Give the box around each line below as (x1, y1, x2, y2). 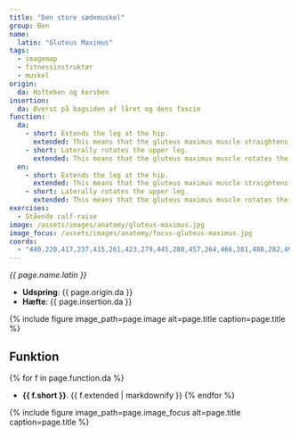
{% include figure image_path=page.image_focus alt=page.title (9, 407, 241, 417)
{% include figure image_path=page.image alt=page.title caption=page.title (9, 314, 287, 325)
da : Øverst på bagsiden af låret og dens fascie (17, 104, 201, 113)
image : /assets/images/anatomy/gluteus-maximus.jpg (9, 220, 205, 229)
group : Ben (9, 21, 50, 30)
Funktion (9, 349, 60, 364)
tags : (9, 46, 29, 55)
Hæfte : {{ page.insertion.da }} (21, 296, 133, 308)
